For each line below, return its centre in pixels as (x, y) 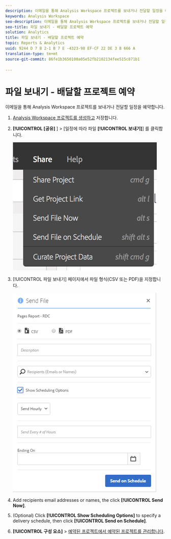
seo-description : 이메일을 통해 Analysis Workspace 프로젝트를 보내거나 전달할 (82, 21)
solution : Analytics (27, 32)
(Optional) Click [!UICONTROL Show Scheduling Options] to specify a (87, 516)
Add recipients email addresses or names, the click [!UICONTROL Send (88, 500)
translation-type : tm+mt (32, 53)
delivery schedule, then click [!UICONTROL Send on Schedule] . (80, 521)
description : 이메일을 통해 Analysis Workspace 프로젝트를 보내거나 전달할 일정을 (84, 11)
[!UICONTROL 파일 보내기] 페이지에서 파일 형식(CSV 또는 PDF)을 (78, 279)
